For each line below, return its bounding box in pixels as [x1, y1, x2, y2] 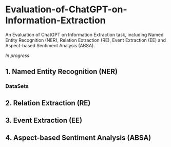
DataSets [5, 83, 29, 90]
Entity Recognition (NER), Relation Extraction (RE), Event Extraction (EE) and [5, 37, 166, 43]
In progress [5, 52, 30, 59]
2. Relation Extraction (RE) [5, 99, 91, 107]
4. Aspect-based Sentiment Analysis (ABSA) [5, 134, 151, 142]
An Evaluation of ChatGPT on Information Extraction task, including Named [5, 31, 164, 38]
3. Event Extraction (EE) [5, 116, 83, 125]
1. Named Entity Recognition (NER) [5, 67, 118, 76]
